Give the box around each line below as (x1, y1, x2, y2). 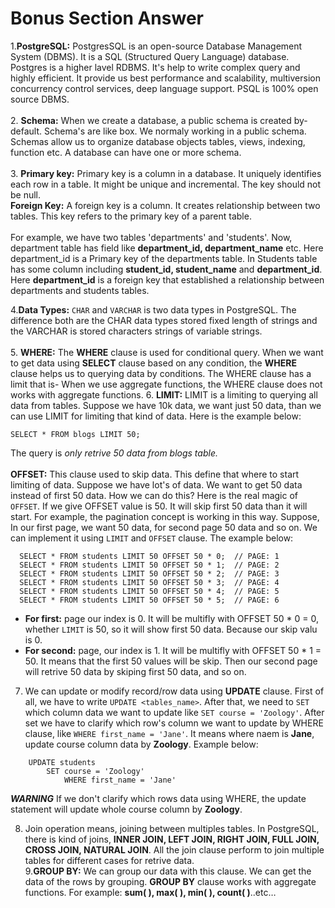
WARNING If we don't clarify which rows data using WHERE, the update (10, 792, 307, 804)
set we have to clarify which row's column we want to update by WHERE (24, 717, 324, 729)
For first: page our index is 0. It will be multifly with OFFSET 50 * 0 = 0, (24, 612, 319, 624)
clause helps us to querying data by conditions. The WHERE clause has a (10, 367, 312, 379)
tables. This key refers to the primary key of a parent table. (10, 210, 252, 222)
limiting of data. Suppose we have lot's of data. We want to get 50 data (10, 478, 303, 491)
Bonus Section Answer (10, 7, 204, 30)
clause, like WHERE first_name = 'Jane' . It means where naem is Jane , (24, 727, 315, 739)
